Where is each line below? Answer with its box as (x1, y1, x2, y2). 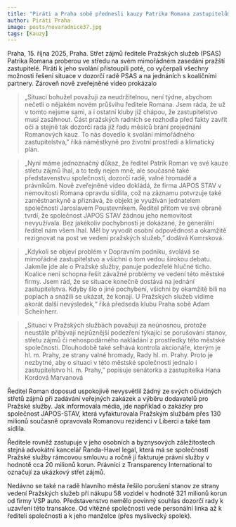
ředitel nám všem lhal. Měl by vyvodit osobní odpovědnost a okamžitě (24, 226, 227, 235)
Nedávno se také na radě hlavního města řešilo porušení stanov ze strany (7, 482, 220, 490)
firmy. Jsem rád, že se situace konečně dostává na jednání (24, 278, 195, 286)
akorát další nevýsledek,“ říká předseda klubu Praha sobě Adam (24, 300, 210, 309)
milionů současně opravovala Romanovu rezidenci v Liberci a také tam (7, 417, 211, 426)
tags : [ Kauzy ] (7, 30, 49, 37)
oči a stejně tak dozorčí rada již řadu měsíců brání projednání (24, 123, 202, 131)
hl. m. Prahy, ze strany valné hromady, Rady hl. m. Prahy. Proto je (24, 351, 213, 359)
